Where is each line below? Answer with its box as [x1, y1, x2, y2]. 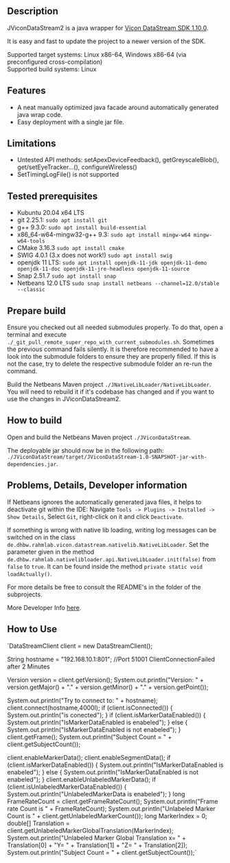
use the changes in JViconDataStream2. [7, 395, 122, 403]
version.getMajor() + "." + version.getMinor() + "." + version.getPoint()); [7, 683, 209, 691]
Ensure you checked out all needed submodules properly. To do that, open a [7, 323, 223, 332]
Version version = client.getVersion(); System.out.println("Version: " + [7, 675, 205, 684]
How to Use [7, 623, 58, 635]
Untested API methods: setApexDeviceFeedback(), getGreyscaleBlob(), [16, 156, 220, 164]
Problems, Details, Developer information [7, 480, 187, 491]
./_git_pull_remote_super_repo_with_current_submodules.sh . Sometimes [7, 338, 215, 346]
